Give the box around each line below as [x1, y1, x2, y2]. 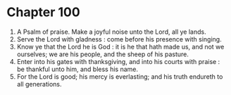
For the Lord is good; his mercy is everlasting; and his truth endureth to [16, 72, 223, 81]
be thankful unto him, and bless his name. [16, 65, 139, 73]
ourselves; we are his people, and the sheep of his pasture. [16, 50, 189, 58]
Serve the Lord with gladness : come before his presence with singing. [16, 34, 223, 43]
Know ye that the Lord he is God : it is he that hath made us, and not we [16, 42, 225, 51]
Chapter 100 [6, 4, 80, 20]
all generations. [16, 80, 62, 88]
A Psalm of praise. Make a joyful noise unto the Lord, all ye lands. [16, 27, 206, 36]
